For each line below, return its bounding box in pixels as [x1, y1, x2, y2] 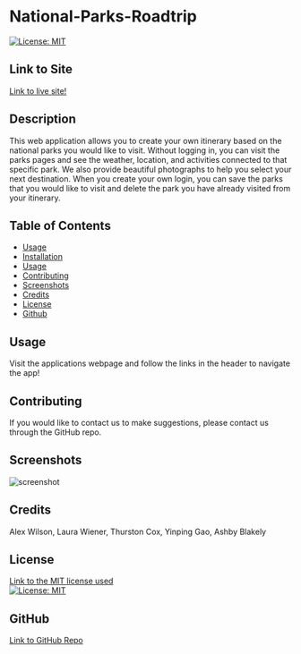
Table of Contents [9, 217, 112, 234]
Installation [21, 251, 64, 262]
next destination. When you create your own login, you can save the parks [9, 173, 284, 184]
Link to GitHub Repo [9, 635, 83, 646]
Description [9, 112, 76, 127]
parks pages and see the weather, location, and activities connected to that [9, 154, 288, 165]
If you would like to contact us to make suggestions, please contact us [9, 418, 269, 428]
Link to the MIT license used [9, 575, 114, 587]
